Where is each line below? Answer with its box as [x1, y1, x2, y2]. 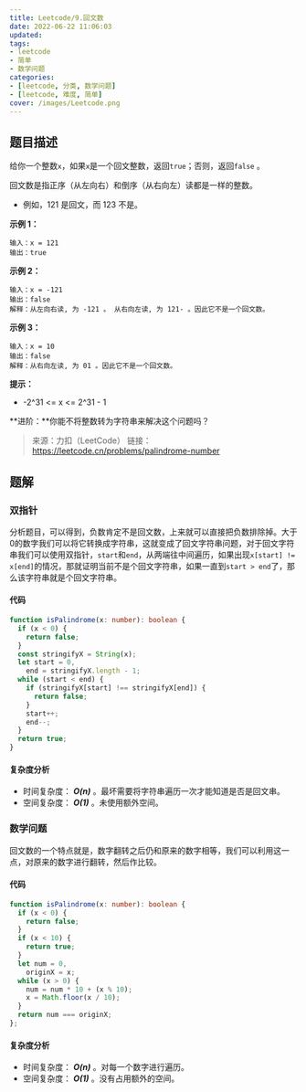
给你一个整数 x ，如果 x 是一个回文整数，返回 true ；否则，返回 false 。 [9, 161, 265, 172]
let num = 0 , [17, 959, 68, 969]
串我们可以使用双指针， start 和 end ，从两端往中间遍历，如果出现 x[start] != [9, 549, 296, 560]
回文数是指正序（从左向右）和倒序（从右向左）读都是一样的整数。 [9, 180, 258, 191]
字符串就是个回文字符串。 [25, 572, 121, 583]
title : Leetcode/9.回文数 [9, 13, 104, 23]
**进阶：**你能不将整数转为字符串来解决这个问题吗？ [9, 416, 210, 427]
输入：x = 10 [9, 342, 55, 352]
